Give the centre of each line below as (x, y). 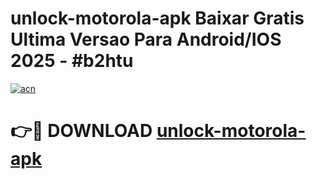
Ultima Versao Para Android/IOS (146, 39)
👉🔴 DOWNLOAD (81, 131)
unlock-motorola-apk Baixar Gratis (157, 18)
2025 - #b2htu (72, 61)
